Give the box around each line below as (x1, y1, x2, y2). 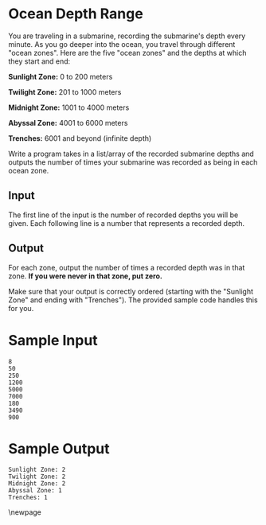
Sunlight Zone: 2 (8, 466, 66, 474)
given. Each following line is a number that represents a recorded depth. (8, 218, 245, 227)
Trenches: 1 (8, 494, 48, 502)
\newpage (8, 507, 42, 517)
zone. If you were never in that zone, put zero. (8, 271, 163, 281)
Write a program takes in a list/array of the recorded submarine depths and (8, 149, 255, 158)
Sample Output (8, 439, 110, 457)
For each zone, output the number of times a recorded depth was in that (8, 262, 245, 272)
